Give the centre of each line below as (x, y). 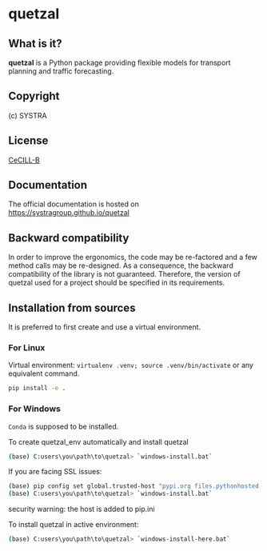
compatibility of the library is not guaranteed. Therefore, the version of (125, 274)
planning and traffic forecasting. (61, 71)
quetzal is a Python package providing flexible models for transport (120, 62)
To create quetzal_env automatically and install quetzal (99, 441)
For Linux (27, 347)
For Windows (35, 409)
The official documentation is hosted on (74, 204)
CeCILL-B (24, 160)
